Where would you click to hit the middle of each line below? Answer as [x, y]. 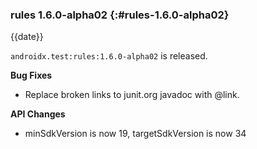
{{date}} [27, 37]
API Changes [38, 114]
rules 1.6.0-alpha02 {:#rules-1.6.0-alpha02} [120, 15]
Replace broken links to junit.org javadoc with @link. [132, 95]
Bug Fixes [31, 75]
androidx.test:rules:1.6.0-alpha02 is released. [109, 56]
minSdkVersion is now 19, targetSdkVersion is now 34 [135, 134]
